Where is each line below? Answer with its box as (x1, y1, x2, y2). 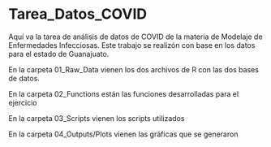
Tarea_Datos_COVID (8, 5, 148, 24)
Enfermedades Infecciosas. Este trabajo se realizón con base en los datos (8, 40, 256, 50)
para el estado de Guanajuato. (8, 49, 110, 58)
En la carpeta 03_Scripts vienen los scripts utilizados (8, 113, 185, 123)
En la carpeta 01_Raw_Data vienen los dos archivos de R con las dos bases (8, 64, 260, 74)
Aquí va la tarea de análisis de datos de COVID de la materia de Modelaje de (8, 32, 263, 41)
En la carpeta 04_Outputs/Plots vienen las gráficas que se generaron (8, 129, 239, 139)
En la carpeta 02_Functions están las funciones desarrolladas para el (8, 89, 239, 98)
